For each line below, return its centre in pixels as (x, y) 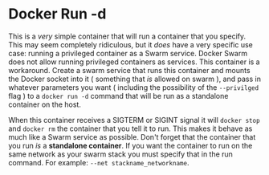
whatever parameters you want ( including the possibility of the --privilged (134, 87)
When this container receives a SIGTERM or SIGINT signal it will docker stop (134, 120)
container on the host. (45, 104)
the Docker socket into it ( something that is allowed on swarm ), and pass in (134, 79)
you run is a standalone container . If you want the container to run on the (130, 145)
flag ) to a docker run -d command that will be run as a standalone (118, 96)
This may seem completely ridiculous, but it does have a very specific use (130, 44)
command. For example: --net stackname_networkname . (99, 162)
